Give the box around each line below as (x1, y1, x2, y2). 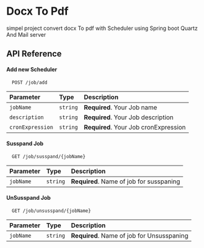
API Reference (6, 49, 62, 59)
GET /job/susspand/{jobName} (12, 153, 86, 159)
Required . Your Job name (83, 103, 157, 111)
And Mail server (6, 31, 46, 38)
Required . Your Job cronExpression (83, 123, 186, 131)
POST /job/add (12, 79, 47, 86)
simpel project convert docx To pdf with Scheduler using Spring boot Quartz (6, 24, 198, 32)
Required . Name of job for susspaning (71, 177, 181, 186)
